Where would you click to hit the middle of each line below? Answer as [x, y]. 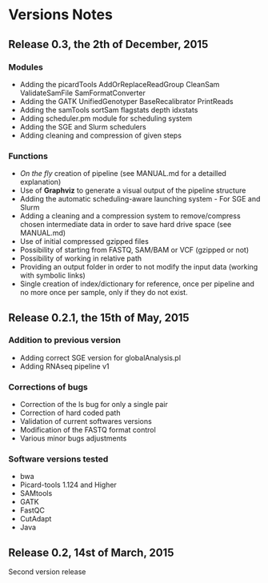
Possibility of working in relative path [81, 258]
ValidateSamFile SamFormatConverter [82, 93]
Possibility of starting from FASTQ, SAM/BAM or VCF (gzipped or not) [134, 250]
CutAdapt [36, 519]
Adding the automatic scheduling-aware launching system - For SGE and [140, 199]
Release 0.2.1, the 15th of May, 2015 [99, 317]
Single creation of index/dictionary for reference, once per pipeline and [137, 284]
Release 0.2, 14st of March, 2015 [91, 552]
